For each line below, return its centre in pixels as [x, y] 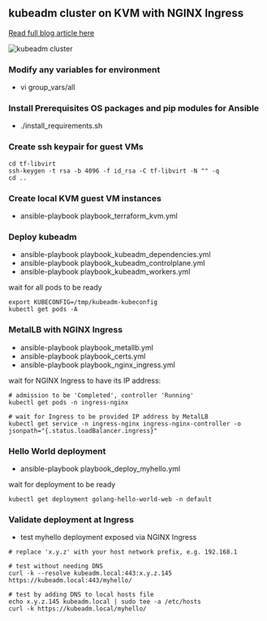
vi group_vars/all [47, 88]
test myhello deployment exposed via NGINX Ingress [108, 537]
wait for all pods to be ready [56, 288]
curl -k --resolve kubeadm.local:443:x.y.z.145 [90, 574]
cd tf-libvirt [32, 164]
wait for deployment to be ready [62, 484]
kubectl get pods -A [43, 310]
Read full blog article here [52, 32]
